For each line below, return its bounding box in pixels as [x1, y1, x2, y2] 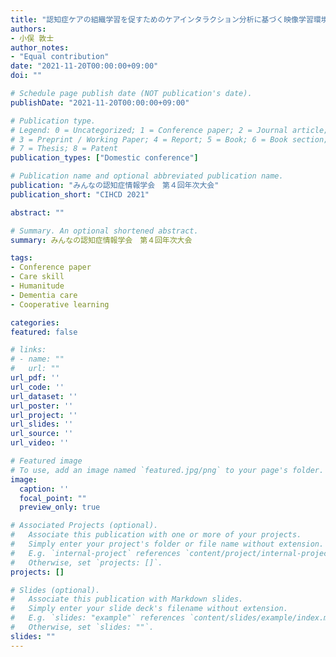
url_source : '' [10, 429, 74, 439]
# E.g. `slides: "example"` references [10, 613, 186, 623]
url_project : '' [10, 410, 78, 420]
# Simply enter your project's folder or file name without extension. [10, 539, 325, 549]
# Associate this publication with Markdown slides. [10, 594, 244, 605]
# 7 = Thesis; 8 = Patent [10, 144, 118, 154]
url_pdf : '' [10, 373, 60, 383]
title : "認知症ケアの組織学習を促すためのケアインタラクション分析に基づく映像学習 [10, 14, 314, 25]
